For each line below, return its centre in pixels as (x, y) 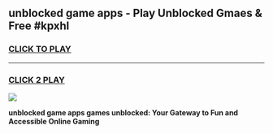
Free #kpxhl (39, 26)
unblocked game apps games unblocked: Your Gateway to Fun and (123, 112)
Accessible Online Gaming (54, 121)
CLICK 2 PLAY (37, 80)
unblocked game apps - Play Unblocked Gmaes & (135, 13)
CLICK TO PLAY (40, 50)
